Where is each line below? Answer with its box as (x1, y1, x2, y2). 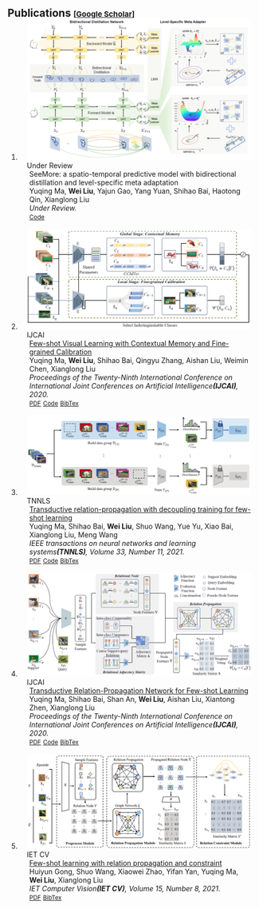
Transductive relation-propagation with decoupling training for (29, 504, 234, 514)
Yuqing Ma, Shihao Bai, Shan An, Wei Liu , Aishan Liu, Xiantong (29, 695, 235, 704)
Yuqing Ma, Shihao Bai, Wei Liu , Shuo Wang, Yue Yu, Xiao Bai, (29, 521, 234, 531)
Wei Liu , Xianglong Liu (29, 875, 104, 885)
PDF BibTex (29, 893, 62, 902)
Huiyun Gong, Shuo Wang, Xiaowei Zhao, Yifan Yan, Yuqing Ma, (29, 867, 239, 876)
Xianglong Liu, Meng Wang (29, 529, 118, 540)
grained (29, 347, 55, 357)
